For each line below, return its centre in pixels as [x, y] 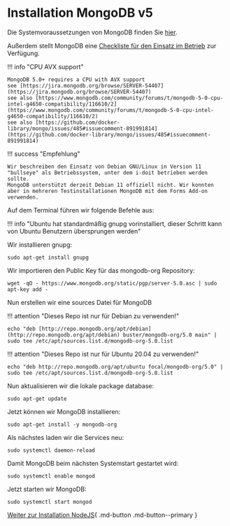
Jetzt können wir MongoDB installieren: [64, 411]
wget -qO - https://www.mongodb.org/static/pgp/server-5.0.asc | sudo [112, 283]
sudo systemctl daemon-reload [51, 450]
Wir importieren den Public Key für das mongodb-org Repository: [101, 270]
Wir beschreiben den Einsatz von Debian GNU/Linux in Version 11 [104, 166]
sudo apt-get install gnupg [48, 257]
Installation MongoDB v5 [80, 13]
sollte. [19, 179]
